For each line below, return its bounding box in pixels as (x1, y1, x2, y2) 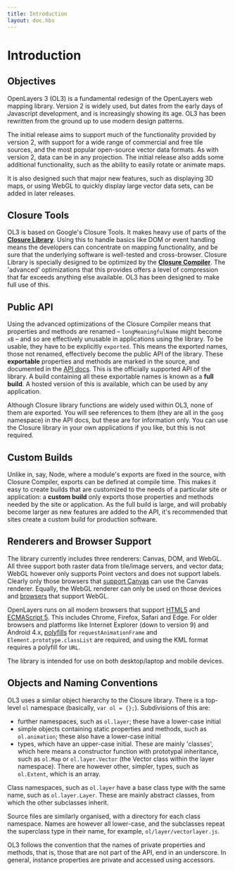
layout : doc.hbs (7, 17, 55, 24)
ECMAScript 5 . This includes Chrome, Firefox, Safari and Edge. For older (7, 613, 217, 621)
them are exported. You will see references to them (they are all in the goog (7, 409, 224, 417)
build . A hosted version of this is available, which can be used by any (7, 380, 208, 388)
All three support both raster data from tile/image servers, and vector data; (7, 562, 224, 570)
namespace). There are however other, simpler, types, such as (17, 762, 199, 770)
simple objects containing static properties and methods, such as (17, 724, 208, 733)
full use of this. (7, 280, 51, 289)
